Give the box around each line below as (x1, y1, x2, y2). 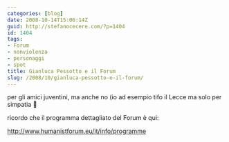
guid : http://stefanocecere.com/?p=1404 (7, 23, 126, 30)
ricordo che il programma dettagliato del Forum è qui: (7, 114, 159, 122)
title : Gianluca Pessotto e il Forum (7, 68, 116, 74)
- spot (7, 61, 26, 68)
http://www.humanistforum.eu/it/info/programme (7, 127, 147, 135)
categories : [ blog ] (7, 10, 64, 17)
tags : (7, 36, 23, 43)
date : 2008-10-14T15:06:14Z (7, 17, 89, 23)
